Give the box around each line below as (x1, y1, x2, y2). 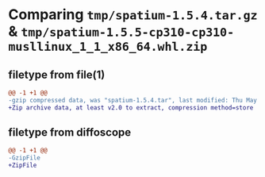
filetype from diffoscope (8, 125, 132, 140)
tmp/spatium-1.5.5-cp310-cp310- (21, 25, 235, 40)
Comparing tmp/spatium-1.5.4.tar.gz (8, 6, 258, 24)
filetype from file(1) (8, 67, 106, 81)
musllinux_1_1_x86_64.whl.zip (8, 40, 208, 55)
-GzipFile (8, 154, 41, 162)
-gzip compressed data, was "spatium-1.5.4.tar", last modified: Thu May (8, 96, 258, 104)
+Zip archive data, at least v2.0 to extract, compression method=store (8, 103, 254, 112)
